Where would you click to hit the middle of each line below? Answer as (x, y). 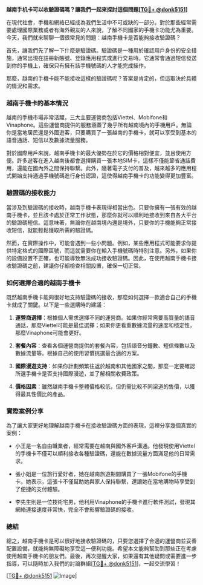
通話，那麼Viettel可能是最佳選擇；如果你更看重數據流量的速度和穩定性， (105, 325)
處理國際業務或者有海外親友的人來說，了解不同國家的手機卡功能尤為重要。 (104, 30)
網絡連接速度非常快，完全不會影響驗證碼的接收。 (76, 510)
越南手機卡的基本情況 (37, 103)
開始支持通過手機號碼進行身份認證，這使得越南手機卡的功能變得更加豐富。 (104, 176)
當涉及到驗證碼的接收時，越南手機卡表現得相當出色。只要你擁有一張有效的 (99, 207)
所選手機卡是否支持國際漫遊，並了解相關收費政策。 (79, 373)
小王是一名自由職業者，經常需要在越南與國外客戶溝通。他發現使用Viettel (105, 446)
